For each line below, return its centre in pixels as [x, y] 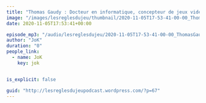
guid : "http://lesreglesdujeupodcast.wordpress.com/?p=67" [83, 90]
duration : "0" [25, 46]
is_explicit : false [31, 79]
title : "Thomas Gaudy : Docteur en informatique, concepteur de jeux [97, 12]
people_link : [23, 52]
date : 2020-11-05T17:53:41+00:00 [49, 23]
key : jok [29, 63]
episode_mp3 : [23, 34]
